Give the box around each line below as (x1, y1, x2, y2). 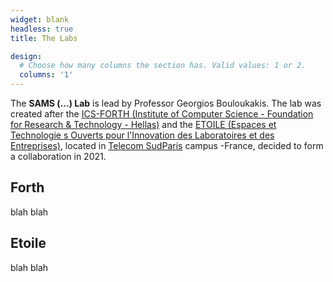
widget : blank (10, 14, 70, 25)
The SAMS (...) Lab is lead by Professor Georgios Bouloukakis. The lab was (10, 97, 322, 109)
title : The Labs (10, 33, 78, 43)
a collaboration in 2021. (10, 151, 107, 162)
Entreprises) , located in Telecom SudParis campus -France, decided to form (10, 140, 324, 151)
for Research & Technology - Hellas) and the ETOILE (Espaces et (10, 119, 277, 130)
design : (10, 51, 43, 61)
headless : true (10, 24, 74, 34)
